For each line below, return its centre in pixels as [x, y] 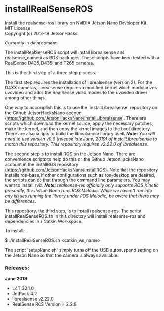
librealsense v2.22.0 [33, 299]
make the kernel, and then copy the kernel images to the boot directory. [78, 128]
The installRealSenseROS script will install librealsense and [65, 52]
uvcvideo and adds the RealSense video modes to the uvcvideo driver [76, 92]
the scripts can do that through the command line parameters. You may [78, 180]
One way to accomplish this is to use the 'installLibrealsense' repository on [81, 107]
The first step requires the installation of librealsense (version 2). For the [79, 82]
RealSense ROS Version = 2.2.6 [44, 304]
